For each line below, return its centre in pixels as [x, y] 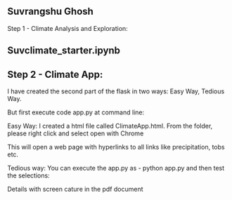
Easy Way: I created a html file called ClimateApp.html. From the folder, [110, 126]
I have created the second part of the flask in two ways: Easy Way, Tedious [116, 91]
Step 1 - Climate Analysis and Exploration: [67, 28]
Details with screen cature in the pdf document [75, 189]
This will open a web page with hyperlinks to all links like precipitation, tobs [116, 147]
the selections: [29, 175]
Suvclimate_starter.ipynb [64, 51]
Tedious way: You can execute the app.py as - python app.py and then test [116, 168]
